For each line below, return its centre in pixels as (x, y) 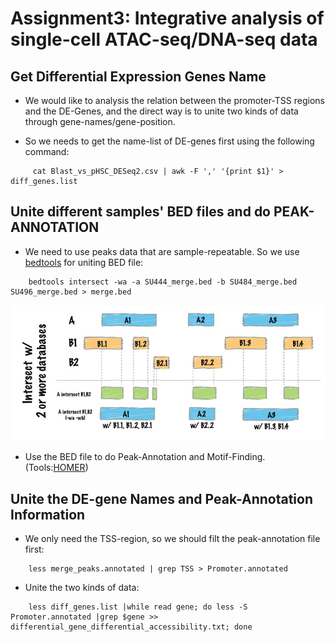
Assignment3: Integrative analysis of (167, 18)
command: (47, 151)
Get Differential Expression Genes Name (138, 76)
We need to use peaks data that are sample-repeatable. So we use (162, 251)
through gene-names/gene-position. (100, 121)
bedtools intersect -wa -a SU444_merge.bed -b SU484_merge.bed (163, 282)
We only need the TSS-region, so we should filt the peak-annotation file (172, 538)
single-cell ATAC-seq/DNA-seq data (164, 39)
